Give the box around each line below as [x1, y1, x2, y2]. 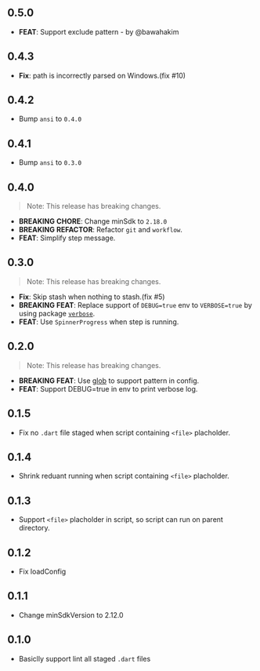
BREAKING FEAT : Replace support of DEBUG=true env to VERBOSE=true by [18, 300, 252, 309]
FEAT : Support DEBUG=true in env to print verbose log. [18, 384, 198, 393]
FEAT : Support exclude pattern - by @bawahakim [18, 27, 179, 36]
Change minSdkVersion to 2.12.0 [18, 610, 124, 619]
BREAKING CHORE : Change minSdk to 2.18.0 [18, 217, 168, 226]
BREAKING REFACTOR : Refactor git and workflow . [18, 225, 183, 235]
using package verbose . [18, 308, 96, 318]
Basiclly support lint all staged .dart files [18, 654, 151, 663]
